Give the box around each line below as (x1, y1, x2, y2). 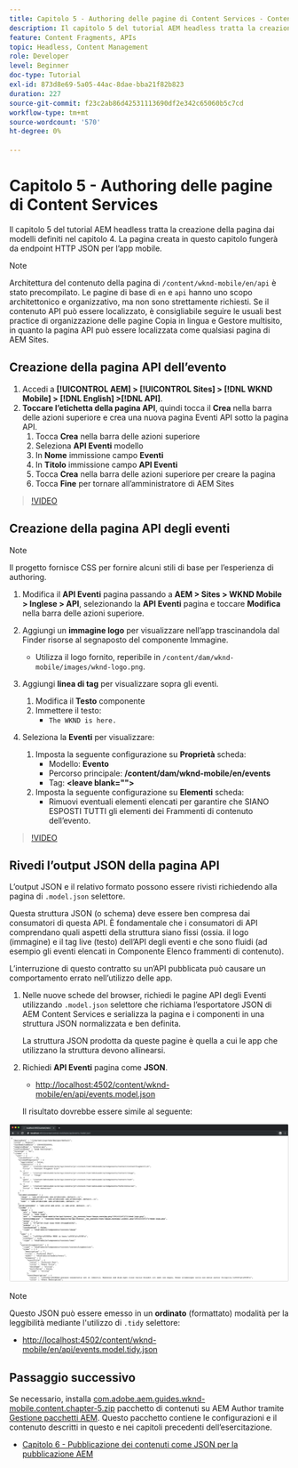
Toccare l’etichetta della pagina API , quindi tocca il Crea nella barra (21, 402, 272, 413)
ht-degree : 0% (9, 127, 62, 136)
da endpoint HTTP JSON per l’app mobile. (9, 243, 162, 254)
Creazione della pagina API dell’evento (9, 360, 227, 375)
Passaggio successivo (9, 1370, 136, 1385)
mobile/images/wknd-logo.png (35, 663, 144, 672)
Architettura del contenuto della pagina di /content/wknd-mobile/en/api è (9, 277, 277, 288)
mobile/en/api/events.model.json (35, 1089, 156, 1100)
